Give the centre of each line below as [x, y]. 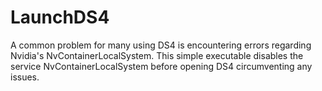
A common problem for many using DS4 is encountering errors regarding [161, 45]
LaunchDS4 [60, 17]
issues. [25, 77]
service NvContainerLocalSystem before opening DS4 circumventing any [161, 66]
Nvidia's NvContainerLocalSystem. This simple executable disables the [157, 55]
